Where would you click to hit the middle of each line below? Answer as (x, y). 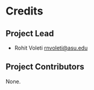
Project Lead (30, 34)
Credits (24, 11)
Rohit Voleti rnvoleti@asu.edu (51, 48)
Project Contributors (45, 67)
